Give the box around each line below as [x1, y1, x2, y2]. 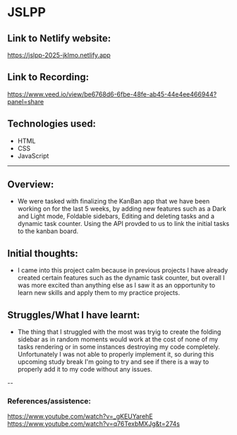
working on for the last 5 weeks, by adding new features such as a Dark [17, 205, 226, 213]
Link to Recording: [7, 71, 90, 83]
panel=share [7, 97, 44, 106]
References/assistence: [7, 396, 92, 405]
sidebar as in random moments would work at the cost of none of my [17, 335, 219, 343]
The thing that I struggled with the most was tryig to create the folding [17, 328, 221, 336]
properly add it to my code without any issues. [17, 365, 153, 374]
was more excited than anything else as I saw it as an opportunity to [17, 281, 216, 289]
